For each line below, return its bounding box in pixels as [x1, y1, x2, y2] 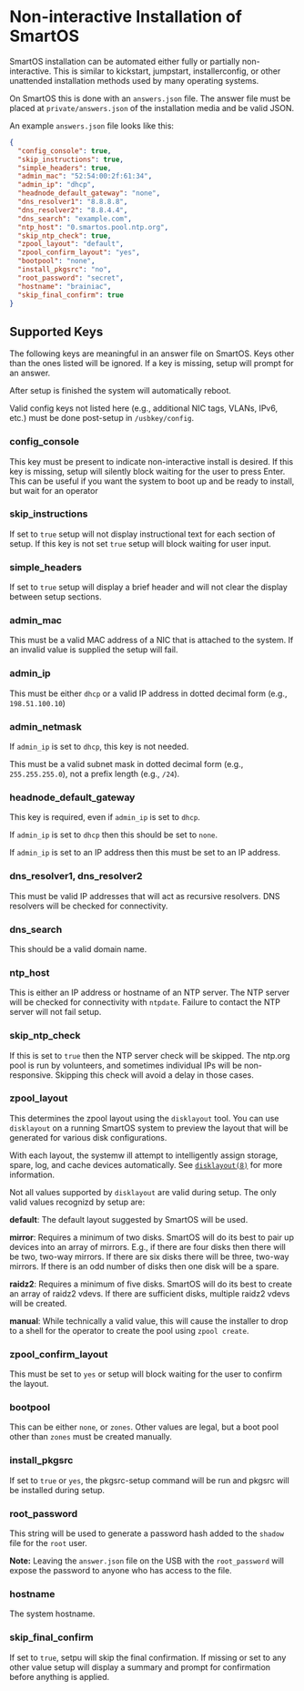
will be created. [9, 1297, 67, 1308]
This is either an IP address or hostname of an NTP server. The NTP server [9, 987, 290, 999]
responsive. [9, 1069, 54, 1081]
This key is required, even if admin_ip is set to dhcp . [9, 812, 200, 823]
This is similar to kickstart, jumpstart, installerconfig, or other [53, 66, 281, 77]
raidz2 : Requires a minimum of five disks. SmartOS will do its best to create [9, 1278, 293, 1289]
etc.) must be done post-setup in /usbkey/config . [9, 413, 195, 424]
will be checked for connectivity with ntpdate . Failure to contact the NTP [9, 997, 280, 1008]
